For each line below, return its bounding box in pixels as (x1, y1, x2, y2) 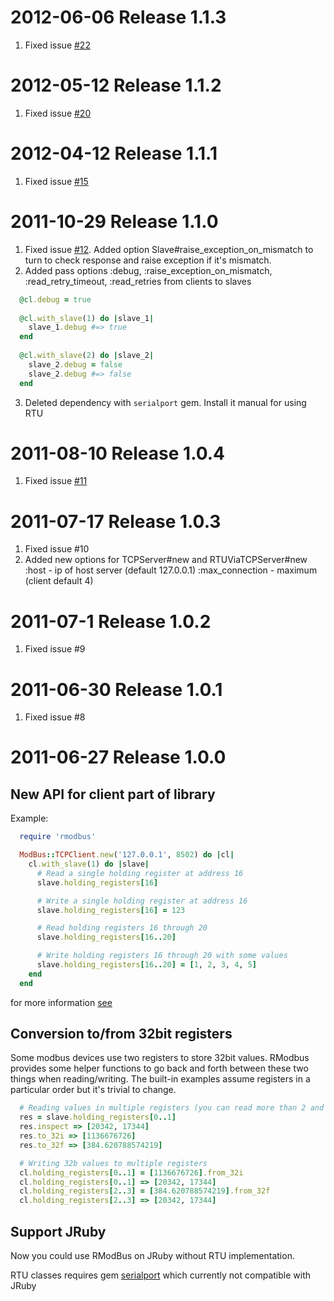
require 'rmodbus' (19, 832, 97, 842)
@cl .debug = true (19, 294, 92, 305)
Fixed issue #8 (24, 711, 86, 723)
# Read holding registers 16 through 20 (36, 923, 208, 933)
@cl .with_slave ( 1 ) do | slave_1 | (19, 313, 155, 323)
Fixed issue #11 (24, 475, 88, 487)
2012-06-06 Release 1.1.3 (10, 6, 227, 29)
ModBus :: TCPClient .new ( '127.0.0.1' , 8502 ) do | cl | (19, 850, 235, 860)
